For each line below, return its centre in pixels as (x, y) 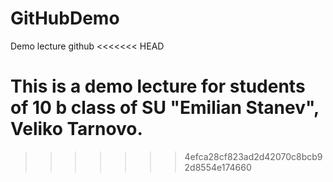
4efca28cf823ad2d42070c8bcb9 (253, 156)
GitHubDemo (65, 18)
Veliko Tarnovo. (76, 129)
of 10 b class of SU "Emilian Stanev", (165, 108)
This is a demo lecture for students (158, 86)
